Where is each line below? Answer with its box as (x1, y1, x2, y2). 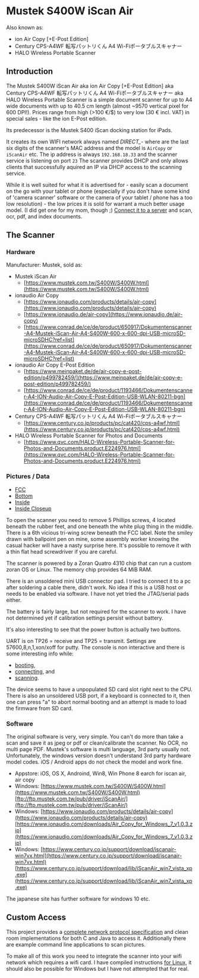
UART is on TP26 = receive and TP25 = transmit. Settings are (6, 637, 156, 644)
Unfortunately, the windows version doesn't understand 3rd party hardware (6, 752, 191, 760)
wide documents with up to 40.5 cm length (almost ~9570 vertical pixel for (6, 102, 189, 110)
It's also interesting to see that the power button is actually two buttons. (6, 626, 182, 633)
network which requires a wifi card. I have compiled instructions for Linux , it (6, 958, 192, 965)
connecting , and (14, 668, 55, 675)
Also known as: (6, 24, 43, 31)
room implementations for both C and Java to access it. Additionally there (6, 935, 187, 942)
